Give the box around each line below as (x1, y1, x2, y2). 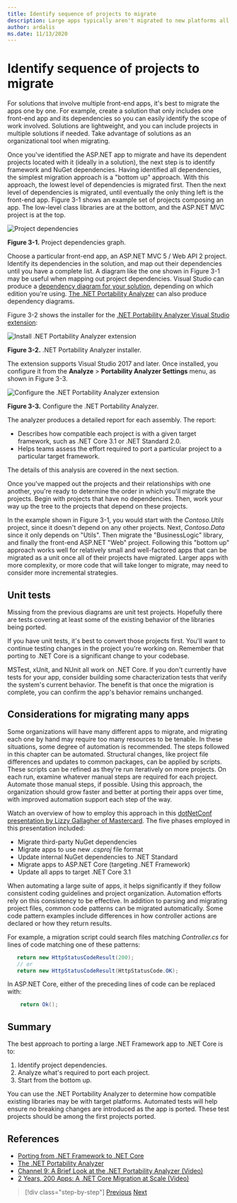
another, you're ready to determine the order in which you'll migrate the (7, 487, 216, 496)
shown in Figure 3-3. (7, 375, 69, 383)
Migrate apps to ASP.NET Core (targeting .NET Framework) (17, 860, 191, 869)
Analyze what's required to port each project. (17, 1068, 150, 1077)
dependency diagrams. (7, 297, 75, 305)
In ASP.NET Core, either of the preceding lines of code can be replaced (7, 980, 216, 988)
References (7, 1133, 59, 1145)
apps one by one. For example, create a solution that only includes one (7, 107, 214, 115)
